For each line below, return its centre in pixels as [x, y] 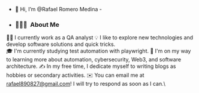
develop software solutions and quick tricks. [61, 44]
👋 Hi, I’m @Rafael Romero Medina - [58, 9]
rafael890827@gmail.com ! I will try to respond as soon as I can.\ [86, 84]
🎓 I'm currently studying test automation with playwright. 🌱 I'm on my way [99, 51]
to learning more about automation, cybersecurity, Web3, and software [94, 60]
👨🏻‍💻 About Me [37, 24]
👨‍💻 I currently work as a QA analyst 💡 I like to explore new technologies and [100, 38]
